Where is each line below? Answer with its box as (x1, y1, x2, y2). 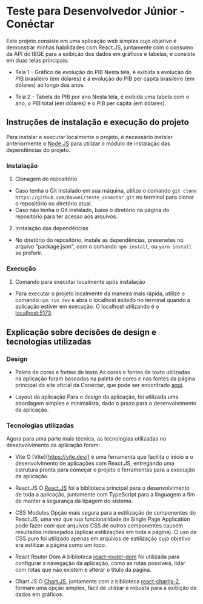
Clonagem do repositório (15, 175, 78, 183)
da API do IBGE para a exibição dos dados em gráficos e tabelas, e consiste (6, 50, 196, 57)
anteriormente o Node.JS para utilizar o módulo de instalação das (6, 140, 171, 147)
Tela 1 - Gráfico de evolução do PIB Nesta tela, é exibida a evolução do (15, 68, 192, 75)
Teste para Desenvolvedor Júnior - (6, 4, 185, 18)
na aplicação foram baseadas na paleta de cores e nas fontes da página (15, 375, 195, 382)
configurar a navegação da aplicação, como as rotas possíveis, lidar (15, 560, 186, 567)
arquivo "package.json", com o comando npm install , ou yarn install (15, 243, 192, 250)
